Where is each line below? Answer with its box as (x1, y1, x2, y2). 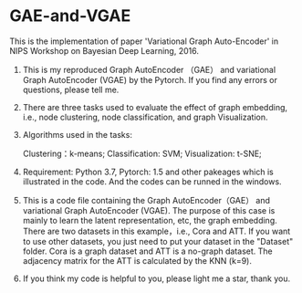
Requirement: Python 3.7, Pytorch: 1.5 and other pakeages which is (22, 166, 274, 177)
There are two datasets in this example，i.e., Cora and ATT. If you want (22, 225, 291, 236)
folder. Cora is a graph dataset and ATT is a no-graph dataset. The (22, 246, 273, 256)
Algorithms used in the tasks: (22, 129, 132, 140)
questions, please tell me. (22, 84, 120, 95)
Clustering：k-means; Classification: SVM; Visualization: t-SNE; (22, 148, 262, 159)
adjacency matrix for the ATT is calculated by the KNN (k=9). (22, 255, 253, 266)
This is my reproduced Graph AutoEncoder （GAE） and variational (22, 64, 276, 75)
